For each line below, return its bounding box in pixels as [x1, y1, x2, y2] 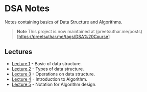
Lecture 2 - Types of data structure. [11, 66, 84, 72]
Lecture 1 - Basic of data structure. [11, 60, 82, 66]
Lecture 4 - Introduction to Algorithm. [11, 76, 88, 82]
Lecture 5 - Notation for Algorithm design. [11, 81, 97, 87]
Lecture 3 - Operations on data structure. [11, 71, 95, 77]
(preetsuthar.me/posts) [96, 28, 143, 34]
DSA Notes [4, 3, 50, 14]
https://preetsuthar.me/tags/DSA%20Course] [18, 34, 110, 39]
